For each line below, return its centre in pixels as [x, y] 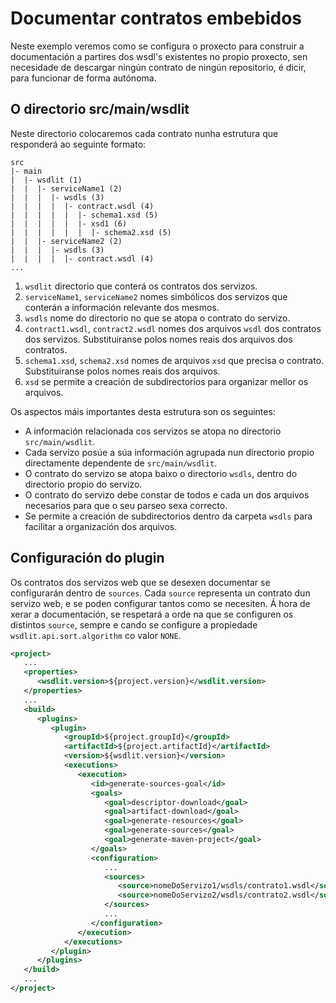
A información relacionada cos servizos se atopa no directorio [153, 431]
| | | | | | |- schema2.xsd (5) [91, 232]
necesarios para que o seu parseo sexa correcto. [126, 505]
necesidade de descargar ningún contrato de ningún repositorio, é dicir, [158, 67]
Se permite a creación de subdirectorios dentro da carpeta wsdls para [168, 516]
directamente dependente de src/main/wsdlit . [121, 463]
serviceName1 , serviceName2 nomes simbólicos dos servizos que [156, 296]
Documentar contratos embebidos [156, 18]
